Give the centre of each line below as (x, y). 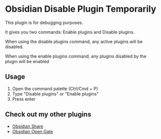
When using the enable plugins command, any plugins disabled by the (76, 56)
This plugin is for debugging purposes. (44, 23)
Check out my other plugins (48, 114)
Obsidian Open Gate (33, 131)
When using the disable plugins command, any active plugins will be (74, 41)
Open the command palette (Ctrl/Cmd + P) (55, 89)
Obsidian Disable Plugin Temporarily (81, 9)
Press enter (24, 99)
